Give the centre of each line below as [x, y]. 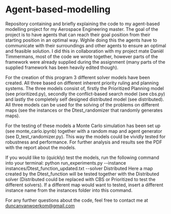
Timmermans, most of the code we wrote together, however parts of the [82, 56]
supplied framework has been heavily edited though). [62, 67]
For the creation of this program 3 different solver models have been [78, 77]
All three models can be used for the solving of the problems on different [82, 104]
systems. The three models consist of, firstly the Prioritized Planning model [85, 88]
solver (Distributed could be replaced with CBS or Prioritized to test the [80, 179]
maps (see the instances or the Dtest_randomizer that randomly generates [84, 110]
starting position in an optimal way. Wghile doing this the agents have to [81, 40]
